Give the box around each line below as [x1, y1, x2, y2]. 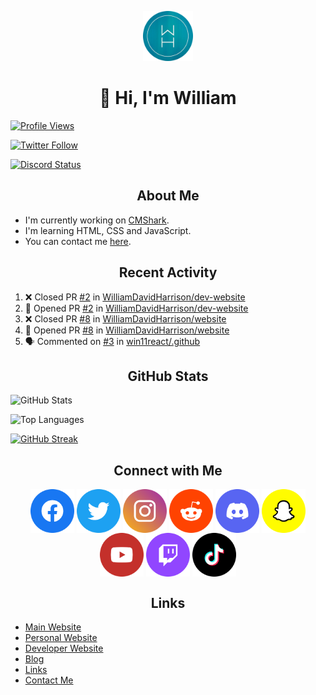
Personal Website [24, 632, 98, 643]
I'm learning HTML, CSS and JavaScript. [24, 224, 192, 236]
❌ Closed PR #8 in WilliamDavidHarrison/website [24, 312, 227, 325]
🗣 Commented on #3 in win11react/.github [24, 335, 201, 347]
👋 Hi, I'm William [99, 87, 237, 110]
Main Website [24, 621, 82, 633]
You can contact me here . [24, 235, 132, 247]
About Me [136, 187, 200, 205]
